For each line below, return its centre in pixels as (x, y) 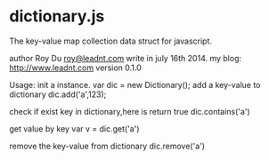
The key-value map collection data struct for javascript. (110, 41)
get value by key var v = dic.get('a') (74, 128)
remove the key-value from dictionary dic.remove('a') (107, 146)
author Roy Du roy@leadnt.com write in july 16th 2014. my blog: (126, 58)
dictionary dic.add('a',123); (58, 94)
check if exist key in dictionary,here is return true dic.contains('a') (130, 111)
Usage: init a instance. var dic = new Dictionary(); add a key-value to (135, 84)
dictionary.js (57, 16)
